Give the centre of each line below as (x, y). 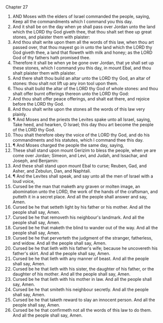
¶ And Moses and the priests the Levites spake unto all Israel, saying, (82, 119)
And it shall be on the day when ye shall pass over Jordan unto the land (84, 27)
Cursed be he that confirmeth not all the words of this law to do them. (82, 310)
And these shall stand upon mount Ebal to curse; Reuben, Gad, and (80, 166)
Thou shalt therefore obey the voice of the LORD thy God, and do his (81, 135)
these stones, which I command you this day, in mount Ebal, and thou (82, 68)
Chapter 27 (17, 7)
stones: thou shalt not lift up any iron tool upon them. (65, 83)
